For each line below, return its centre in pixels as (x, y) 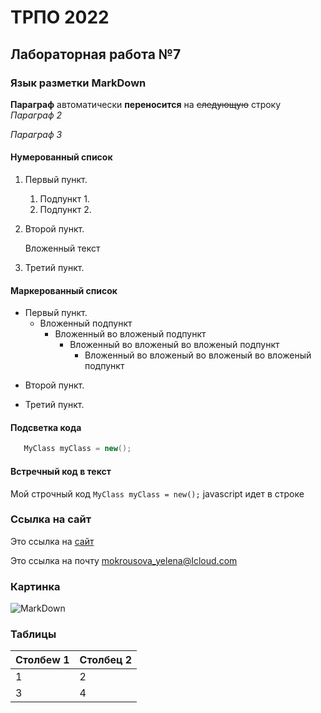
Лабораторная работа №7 (96, 54)
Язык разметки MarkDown (78, 83)
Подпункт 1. (64, 199)
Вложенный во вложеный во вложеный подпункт (174, 345)
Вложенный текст (62, 248)
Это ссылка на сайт (52, 541)
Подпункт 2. (65, 210)
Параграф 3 (36, 134)
